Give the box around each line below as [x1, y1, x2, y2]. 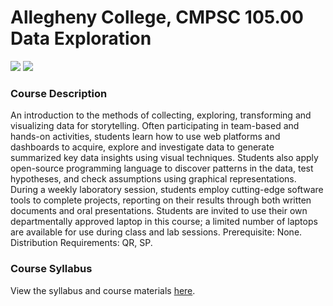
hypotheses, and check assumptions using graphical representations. [10, 173, 297, 185]
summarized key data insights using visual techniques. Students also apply [10, 152, 319, 164]
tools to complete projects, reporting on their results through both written [10, 194, 312, 206]
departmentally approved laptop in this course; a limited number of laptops [10, 216, 318, 228]
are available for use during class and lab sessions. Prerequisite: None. [10, 226, 303, 238]
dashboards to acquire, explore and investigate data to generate [10, 141, 275, 153]
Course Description [10, 86, 108, 100]
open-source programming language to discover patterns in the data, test [10, 162, 314, 175]
